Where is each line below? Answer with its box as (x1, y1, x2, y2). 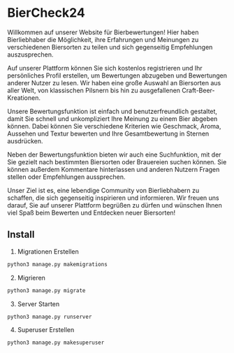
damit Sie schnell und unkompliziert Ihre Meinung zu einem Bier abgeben (7, 114, 218, 123)
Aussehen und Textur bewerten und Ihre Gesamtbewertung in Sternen (7, 129, 210, 138)
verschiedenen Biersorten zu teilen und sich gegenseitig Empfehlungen (7, 43, 213, 51)
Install (7, 229, 35, 240)
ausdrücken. (7, 136, 43, 145)
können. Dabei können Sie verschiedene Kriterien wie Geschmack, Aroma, (7, 122, 221, 130)
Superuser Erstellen (17, 326, 75, 334)
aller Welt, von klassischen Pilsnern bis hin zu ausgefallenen (7, 86, 180, 94)
